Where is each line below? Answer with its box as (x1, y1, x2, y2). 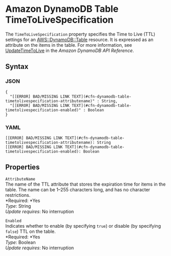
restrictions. (5, 192, 31, 198)
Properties (5, 163, 40, 172)
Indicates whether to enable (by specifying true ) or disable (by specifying (5, 223, 161, 229)
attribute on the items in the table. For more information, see (5, 42, 132, 48)
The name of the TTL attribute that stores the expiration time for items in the (5, 181, 166, 187)
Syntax (5, 62, 29, 71)
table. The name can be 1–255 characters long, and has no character (5, 186, 151, 193)
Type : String (5, 203, 31, 209)
